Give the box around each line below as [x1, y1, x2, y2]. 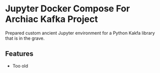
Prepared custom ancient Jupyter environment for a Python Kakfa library [5, 30, 155, 36]
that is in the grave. [5, 35, 45, 41]
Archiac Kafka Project [5, 13, 98, 25]
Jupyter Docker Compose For [5, 3, 130, 14]
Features [5, 50, 33, 58]
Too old [12, 63, 28, 69]
